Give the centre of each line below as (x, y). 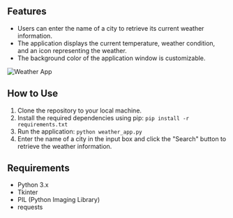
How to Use (33, 94)
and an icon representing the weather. (72, 50)
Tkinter (28, 192)
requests (30, 207)
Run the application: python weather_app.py (80, 131)
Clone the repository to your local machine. (79, 110)
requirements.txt (43, 124)
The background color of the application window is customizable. (111, 58)
